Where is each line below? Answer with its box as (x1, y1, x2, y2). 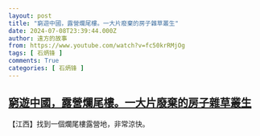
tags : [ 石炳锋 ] (8, 49, 63, 57)
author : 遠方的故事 (8, 34, 68, 43)
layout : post (8, 11, 52, 20)
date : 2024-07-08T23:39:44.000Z (8, 27, 117, 35)
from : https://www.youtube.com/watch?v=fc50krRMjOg (8, 42, 185, 50)
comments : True (8, 57, 60, 65)
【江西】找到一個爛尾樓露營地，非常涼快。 (8, 118, 150, 129)
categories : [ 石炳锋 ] (8, 64, 85, 72)
